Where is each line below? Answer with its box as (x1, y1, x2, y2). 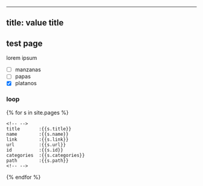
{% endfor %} (6, 173, 41, 181)
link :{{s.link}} (6, 136, 69, 143)
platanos (14, 80, 37, 87)
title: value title (6, 18, 64, 28)
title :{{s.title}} (6, 126, 71, 132)
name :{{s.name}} (6, 131, 69, 137)
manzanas (14, 66, 41, 73)
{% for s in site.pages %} (6, 109, 69, 116)
